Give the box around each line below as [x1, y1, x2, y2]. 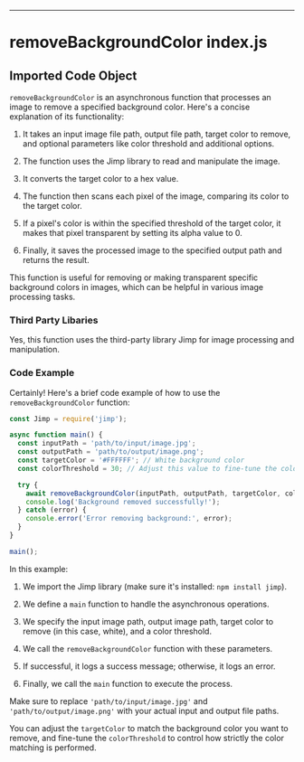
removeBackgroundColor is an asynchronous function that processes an [9, 92, 271, 102]
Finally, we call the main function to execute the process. [22, 678, 233, 689]
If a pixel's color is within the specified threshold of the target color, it [22, 218, 281, 229]
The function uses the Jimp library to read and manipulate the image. [22, 155, 280, 166]
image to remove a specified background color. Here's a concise [9, 101, 251, 112]
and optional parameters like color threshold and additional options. [22, 138, 275, 149]
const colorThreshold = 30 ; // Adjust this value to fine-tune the [17, 464, 278, 473]
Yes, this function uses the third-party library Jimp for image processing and [9, 334, 295, 345]
